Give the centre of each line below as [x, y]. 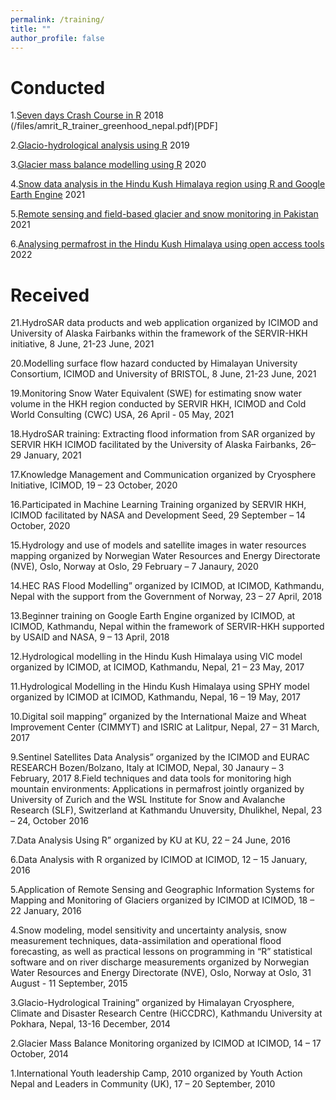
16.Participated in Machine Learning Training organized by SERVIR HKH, [158, 505]
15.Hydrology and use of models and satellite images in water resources [158, 545]
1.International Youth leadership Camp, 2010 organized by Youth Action [156, 1073]
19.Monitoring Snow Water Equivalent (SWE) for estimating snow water [156, 393]
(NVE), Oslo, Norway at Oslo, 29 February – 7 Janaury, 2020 [134, 567]
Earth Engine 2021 [48, 195]
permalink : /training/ [57, 19]
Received [50, 295]
